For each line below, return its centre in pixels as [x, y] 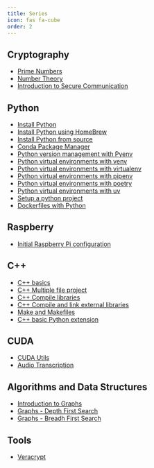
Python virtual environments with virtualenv [79, 168]
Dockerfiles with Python [51, 206]
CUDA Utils [33, 358]
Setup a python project [50, 198]
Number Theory [40, 79]
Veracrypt [32, 457]
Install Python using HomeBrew [62, 132]
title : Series [28, 14]
